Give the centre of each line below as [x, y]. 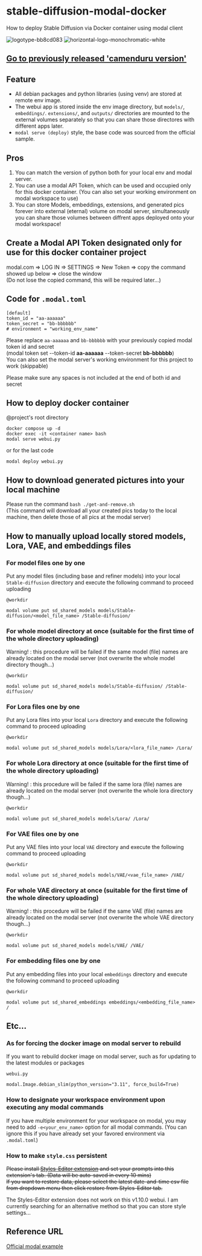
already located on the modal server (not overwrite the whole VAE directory [100, 917]
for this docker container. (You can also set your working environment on [106, 191]
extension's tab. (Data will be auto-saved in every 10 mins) [79, 1175]
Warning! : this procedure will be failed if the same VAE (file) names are [94, 911]
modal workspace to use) [46, 198]
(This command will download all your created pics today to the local [92, 511]
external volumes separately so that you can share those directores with [105, 120]
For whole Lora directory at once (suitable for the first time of [97, 763]
